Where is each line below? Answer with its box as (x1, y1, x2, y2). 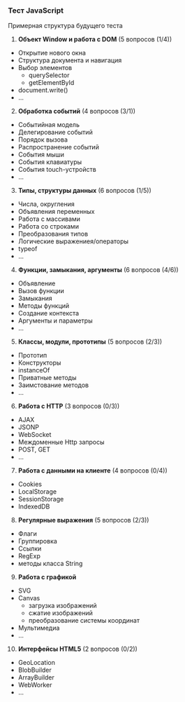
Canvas (17, 594, 40, 602)
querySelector (28, 71, 70, 79)
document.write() (17, 86, 68, 95)
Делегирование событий (17, 128, 93, 137)
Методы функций (17, 302, 70, 310)
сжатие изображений (28, 609, 94, 617)
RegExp (17, 552, 40, 560)
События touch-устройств (17, 166, 96, 174)
